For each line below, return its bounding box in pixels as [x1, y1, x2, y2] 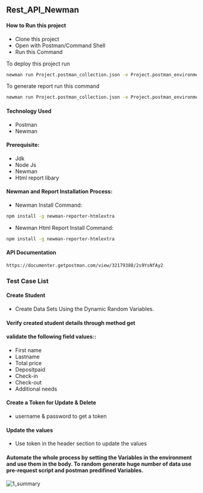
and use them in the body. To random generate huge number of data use [6, 460, 192, 468]
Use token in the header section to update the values [14, 440, 147, 448]
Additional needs [14, 385, 57, 392]
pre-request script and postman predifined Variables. [6, 466, 144, 474]
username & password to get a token [14, 412, 107, 420]
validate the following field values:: [6, 333, 97, 340]
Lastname [14, 353, 40, 360]
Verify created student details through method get [6, 319, 136, 326]
